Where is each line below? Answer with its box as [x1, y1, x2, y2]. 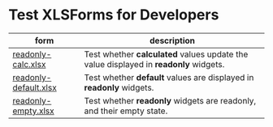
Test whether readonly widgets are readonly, [84, 95, 257, 106]
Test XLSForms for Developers [8, 6, 219, 24]
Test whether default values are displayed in [84, 71, 254, 83]
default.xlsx [12, 82, 57, 93]
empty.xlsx [12, 105, 54, 116]
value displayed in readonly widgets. [84, 58, 225, 70]
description [149, 35, 195, 46]
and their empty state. [84, 105, 168, 116]
